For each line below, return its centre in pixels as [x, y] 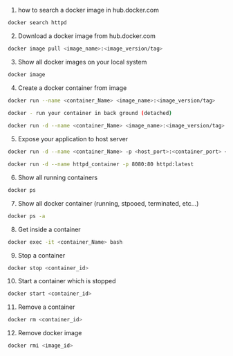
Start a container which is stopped [67, 281]
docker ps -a [27, 216]
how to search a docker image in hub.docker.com [88, 10]
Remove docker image [50, 333]
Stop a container [41, 255]
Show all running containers [58, 177]
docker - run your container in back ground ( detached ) [90, 113]
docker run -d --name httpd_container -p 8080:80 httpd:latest [101, 164]
